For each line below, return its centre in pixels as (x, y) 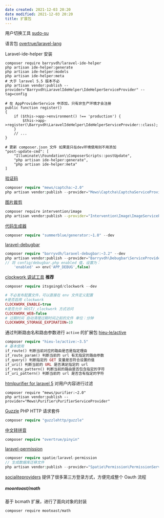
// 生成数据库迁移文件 (25, 462)
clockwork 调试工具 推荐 (30, 277)
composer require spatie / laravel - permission (51, 458)
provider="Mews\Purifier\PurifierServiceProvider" (58, 402)
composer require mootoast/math (38, 511)
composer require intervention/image (43, 212)
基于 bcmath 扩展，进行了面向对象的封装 (46, 501)
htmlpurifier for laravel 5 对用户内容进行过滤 (49, 383)
